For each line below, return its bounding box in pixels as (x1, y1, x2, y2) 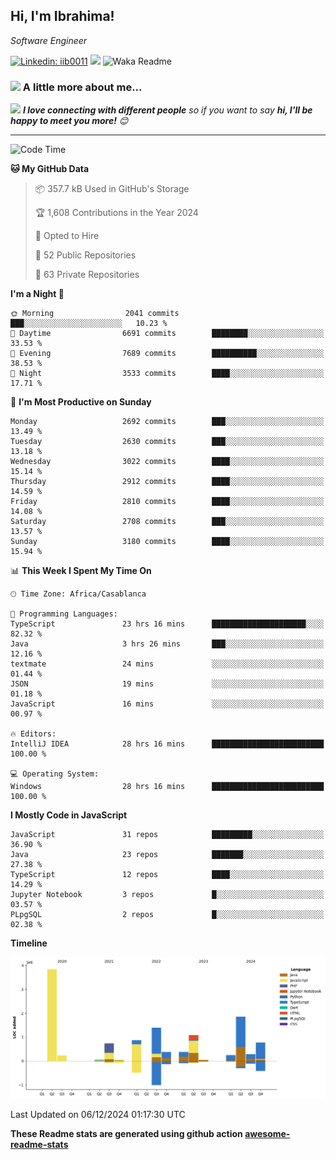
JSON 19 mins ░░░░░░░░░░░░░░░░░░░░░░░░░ (10, 679, 325, 689)
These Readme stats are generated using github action (10, 1128, 243, 1140)
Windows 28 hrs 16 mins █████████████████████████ (10, 782, 325, 792)
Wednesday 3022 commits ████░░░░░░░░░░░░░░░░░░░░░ (10, 457, 325, 467)
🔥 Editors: (10, 729, 57, 739)
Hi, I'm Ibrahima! (10, 8, 115, 25)
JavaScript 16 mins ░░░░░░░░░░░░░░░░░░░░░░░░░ (10, 699, 325, 709)
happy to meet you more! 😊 (10, 115, 129, 127)
